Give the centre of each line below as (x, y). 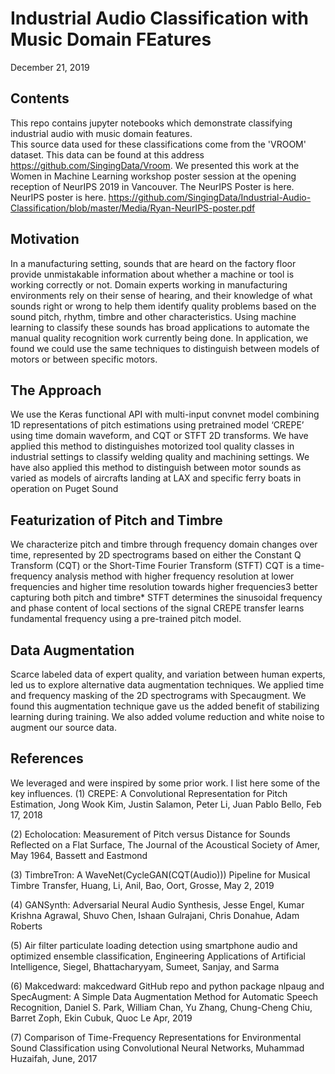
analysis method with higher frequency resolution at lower (174, 576)
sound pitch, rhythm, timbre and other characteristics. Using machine (153, 316)
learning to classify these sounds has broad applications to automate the (160, 327)
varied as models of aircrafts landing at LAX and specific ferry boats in (156, 478)
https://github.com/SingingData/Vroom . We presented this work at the (155, 165)
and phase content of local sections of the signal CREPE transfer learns (157, 608)
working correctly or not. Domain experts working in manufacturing (149, 284)
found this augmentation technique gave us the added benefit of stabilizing (165, 706)
